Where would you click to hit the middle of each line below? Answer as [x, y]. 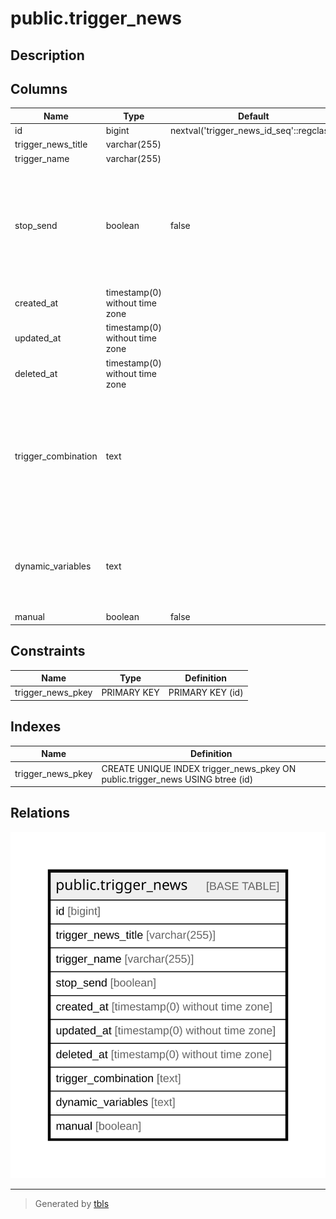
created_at [36, 303]
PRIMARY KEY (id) [206, 693]
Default [253, 116]
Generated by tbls [72, 1203]
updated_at [38, 338]
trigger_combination [56, 456]
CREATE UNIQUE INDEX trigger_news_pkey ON [199, 768]
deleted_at [36, 373]
